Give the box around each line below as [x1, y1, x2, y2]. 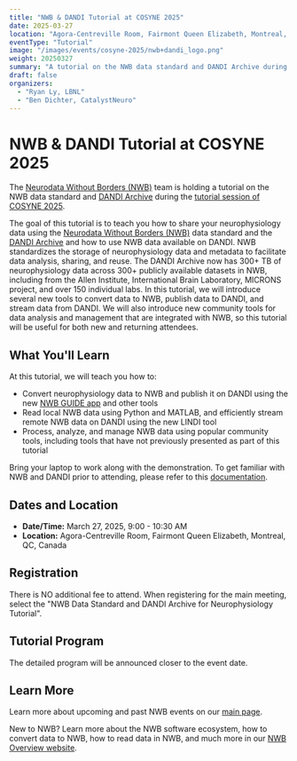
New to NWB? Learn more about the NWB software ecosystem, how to [9, 724, 268, 734]
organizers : [9, 79, 53, 88]
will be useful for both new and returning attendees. [9, 321, 199, 333]
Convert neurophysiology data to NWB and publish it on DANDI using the [21, 388, 288, 400]
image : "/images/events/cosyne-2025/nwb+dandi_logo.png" [9, 46, 224, 55]
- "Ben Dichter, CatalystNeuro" [17, 95, 137, 105]
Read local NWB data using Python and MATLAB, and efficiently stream [21, 408, 284, 418]
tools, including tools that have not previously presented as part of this [21, 436, 280, 447]
